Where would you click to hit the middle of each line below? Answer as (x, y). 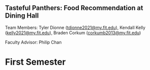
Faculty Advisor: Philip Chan (33, 42)
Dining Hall (22, 16)
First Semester (35, 62)
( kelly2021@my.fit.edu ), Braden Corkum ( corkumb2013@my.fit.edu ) (73, 33)
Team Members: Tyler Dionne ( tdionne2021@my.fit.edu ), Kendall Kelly (75, 27)
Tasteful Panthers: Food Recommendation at (74, 8)
